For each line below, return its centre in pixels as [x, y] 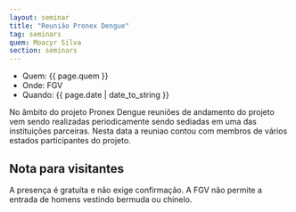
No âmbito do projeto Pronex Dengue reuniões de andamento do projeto [142, 112]
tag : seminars [36, 34]
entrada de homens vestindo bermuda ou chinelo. [101, 199]
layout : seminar [39, 17]
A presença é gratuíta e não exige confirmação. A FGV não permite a [136, 190]
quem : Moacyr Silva [45, 42]
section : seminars [43, 51]
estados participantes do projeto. [70, 141]
